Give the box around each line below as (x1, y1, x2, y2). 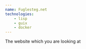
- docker (14, 25, 32, 30)
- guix (14, 20, 28, 26)
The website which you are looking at (5, 38, 81, 44)
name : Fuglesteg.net (5, 7, 48, 12)
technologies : (5, 12, 34, 16)
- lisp (14, 16, 28, 21)
